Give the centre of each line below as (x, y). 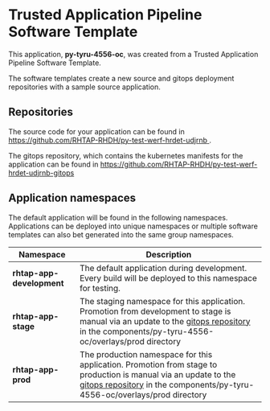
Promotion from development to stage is (155, 311)
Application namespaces (72, 198)
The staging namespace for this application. (162, 301)
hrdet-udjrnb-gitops (41, 173)
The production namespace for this (146, 354)
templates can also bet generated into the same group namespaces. (121, 234)
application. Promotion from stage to (148, 364)
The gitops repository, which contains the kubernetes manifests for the (126, 155)
